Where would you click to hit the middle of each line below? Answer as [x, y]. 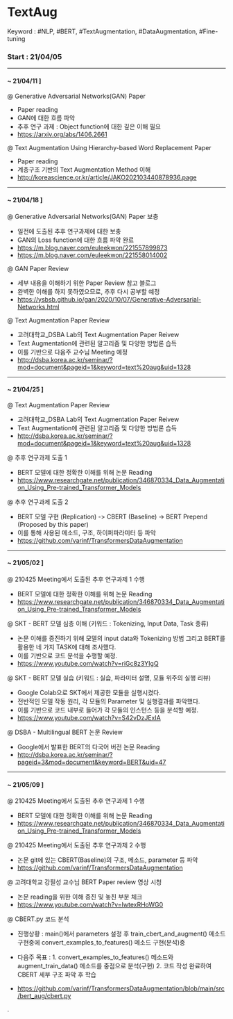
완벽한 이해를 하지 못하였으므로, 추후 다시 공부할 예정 [88, 291]
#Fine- [208, 31]
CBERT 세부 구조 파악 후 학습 [57, 975]
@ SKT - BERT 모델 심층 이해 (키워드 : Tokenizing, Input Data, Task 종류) [108, 623]
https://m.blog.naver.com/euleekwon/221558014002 [92, 255]
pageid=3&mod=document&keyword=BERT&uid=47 [92, 763]
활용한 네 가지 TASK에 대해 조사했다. [67, 647]
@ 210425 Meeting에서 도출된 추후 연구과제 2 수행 [77, 845]
